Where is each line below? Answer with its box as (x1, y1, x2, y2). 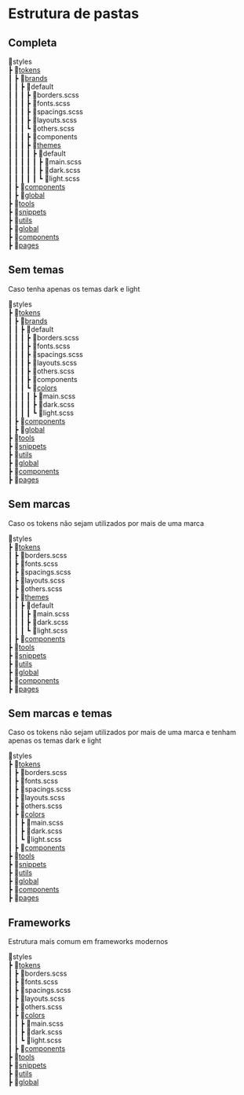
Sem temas (8, 263, 64, 277)
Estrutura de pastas (8, 5, 140, 23)
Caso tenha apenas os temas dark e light (8, 284, 140, 293)
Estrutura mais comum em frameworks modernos (8, 937, 169, 946)
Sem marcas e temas (8, 707, 112, 720)
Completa (8, 36, 57, 50)
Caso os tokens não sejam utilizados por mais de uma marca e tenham (8, 728, 237, 737)
